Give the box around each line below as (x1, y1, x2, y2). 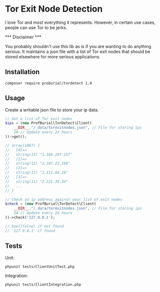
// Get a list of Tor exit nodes (5, 116, 73, 121)
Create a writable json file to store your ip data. (5, 107, 99, 113)
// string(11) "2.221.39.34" (5, 179, 68, 184)
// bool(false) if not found (5, 223, 64, 229)
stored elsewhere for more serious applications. (5, 53, 101, 59)
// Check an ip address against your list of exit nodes (5, 197, 123, 202)
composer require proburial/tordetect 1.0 (5, 81, 92, 86)
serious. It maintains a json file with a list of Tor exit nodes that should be (5, 49, 150, 54)
